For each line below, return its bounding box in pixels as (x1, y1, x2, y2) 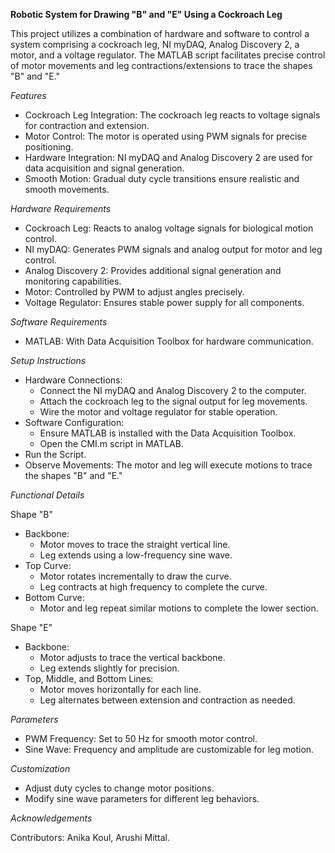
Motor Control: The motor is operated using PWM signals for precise (24, 130, 307, 142)
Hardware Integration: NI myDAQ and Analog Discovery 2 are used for (24, 152, 313, 163)
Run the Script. (24, 449, 87, 460)
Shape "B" (10, 509, 53, 520)
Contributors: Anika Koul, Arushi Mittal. (10, 832, 171, 843)
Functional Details (10, 489, 85, 501)
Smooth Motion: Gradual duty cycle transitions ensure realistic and (24, 173, 300, 184)
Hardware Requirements (10, 203, 112, 214)
